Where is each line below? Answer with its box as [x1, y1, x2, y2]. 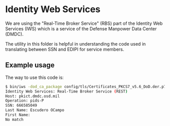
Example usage [5, 61, 55, 69]
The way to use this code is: [5, 74, 64, 80]
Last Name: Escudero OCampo [5, 108, 65, 113]
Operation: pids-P [5, 98, 44, 103]
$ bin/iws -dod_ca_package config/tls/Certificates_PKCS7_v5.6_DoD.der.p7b [5, 84, 168, 89]
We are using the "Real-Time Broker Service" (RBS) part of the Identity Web [5, 20, 163, 26]
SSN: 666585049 [5, 103, 37, 108]
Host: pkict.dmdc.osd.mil [5, 94, 60, 99]
